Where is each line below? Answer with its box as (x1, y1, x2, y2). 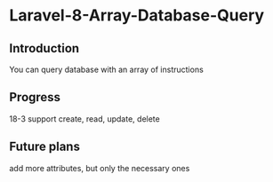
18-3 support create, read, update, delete (9, 113, 160, 124)
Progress (9, 90, 60, 105)
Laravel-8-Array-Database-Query (9, 5, 265, 26)
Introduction (9, 41, 80, 56)
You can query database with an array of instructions (9, 64, 205, 75)
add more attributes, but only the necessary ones (9, 162, 190, 173)
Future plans (9, 139, 80, 154)
